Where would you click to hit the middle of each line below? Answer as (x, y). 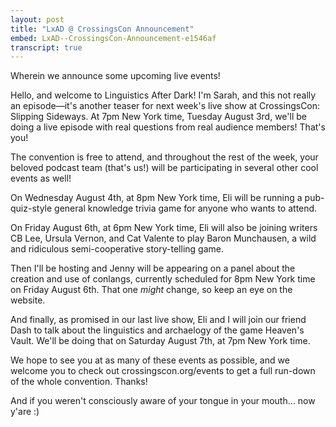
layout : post (37, 19)
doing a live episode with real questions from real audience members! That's (168, 127)
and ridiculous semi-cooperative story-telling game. (117, 249)
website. (28, 300)
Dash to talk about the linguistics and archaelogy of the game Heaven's (157, 330)
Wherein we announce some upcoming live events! (115, 76)
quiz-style (31, 208)
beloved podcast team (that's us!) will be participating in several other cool (164, 168)
